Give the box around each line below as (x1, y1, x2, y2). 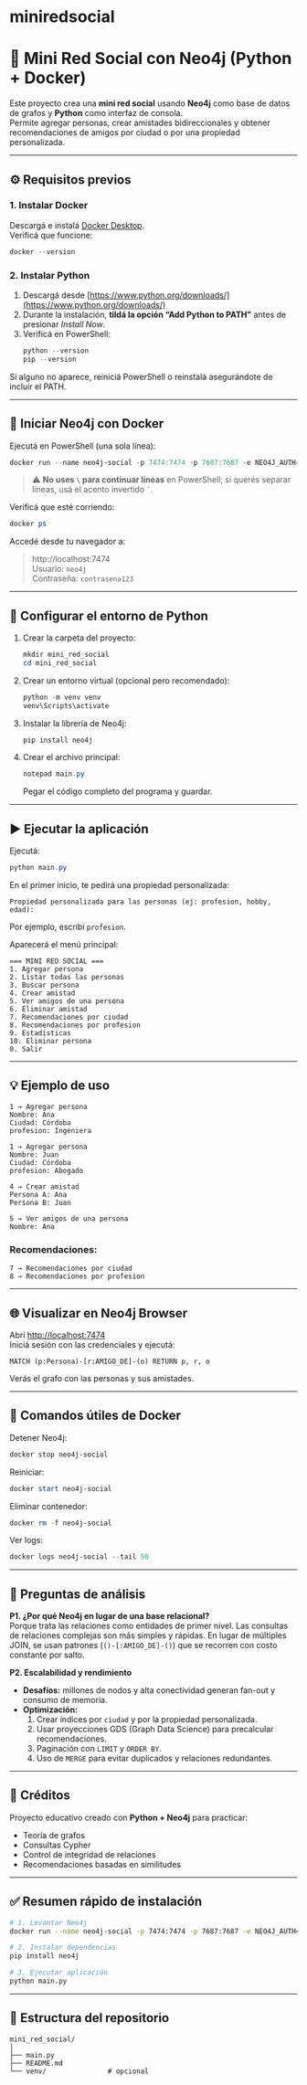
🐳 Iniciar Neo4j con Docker (9, 416, 164, 431)
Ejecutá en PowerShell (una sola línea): (9, 440, 156, 451)
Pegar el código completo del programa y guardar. (22, 786, 213, 797)
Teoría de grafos (22, 1829, 85, 1840)
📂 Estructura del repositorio (9, 2010, 170, 2026)
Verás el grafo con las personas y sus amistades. (9, 1372, 195, 1383)
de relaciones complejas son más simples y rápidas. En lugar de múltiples (9, 1630, 287, 1641)
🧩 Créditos (9, 1788, 70, 1804)
